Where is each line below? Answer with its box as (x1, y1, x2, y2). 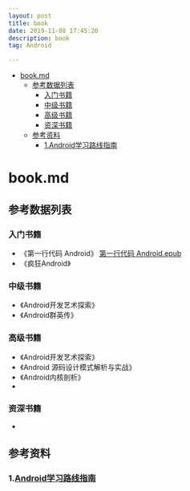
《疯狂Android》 (19, 258, 71, 268)
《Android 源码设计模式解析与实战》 (19, 362, 136, 371)
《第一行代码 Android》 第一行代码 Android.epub (19, 249, 182, 258)
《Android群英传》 (19, 310, 79, 320)
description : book (8, 34, 70, 43)
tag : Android (8, 42, 52, 50)
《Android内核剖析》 (19, 372, 86, 382)
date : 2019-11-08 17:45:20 (8, 26, 99, 34)
